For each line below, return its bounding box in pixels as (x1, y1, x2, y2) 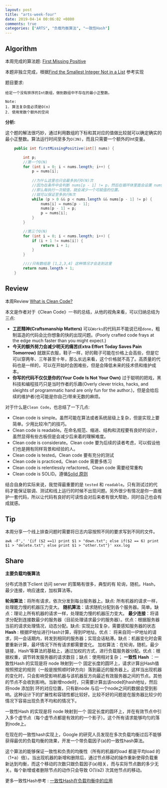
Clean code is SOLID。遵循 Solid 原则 (12, 470, 88, 477)
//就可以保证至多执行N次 (31, 192, 76, 197)
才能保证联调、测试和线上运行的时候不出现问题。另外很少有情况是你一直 (9, 487, 158, 493)
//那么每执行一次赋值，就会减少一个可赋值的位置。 (31, 187, 122, 192)
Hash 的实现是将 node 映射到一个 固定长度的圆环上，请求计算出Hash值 (13, 660, 160, 667)
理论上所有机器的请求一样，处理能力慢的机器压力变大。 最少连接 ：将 (13, 610, 155, 617)
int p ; (23, 155, 37, 160)
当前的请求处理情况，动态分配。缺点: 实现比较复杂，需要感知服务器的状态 (5, 623, 156, 629)
